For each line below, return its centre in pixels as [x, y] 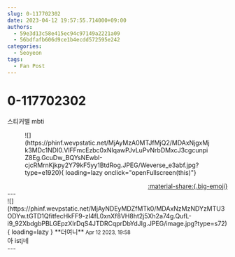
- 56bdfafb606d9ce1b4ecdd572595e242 [67, 40]
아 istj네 [18, 240]
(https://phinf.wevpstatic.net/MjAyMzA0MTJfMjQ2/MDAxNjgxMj [117, 143]
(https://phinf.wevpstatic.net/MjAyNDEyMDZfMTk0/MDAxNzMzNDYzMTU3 [116, 209]
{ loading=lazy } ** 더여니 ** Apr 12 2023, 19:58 [69, 232]
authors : [20, 27]
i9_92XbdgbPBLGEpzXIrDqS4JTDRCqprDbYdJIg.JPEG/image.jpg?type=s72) [117, 223]
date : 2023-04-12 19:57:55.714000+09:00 [67, 20]
